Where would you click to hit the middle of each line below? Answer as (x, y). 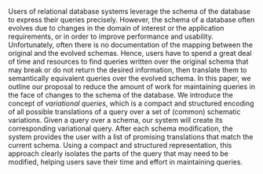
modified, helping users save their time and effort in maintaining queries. (126, 162)
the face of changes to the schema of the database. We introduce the (121, 95)
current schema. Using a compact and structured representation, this (120, 145)
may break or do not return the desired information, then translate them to (128, 70)
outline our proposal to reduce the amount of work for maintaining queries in (132, 87)
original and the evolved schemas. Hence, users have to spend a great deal (130, 53)
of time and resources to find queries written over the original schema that (128, 61)
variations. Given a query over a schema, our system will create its (115, 120)
